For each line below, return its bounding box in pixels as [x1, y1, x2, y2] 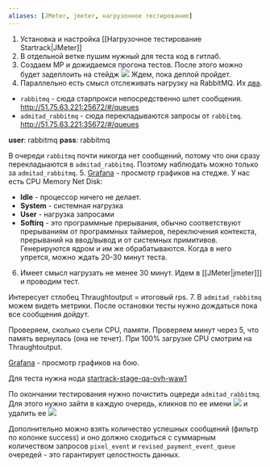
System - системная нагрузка [19, 200, 123, 210]
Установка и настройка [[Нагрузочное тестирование [19, 34, 202, 44]
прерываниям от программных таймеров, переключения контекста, [19, 226, 257, 236]
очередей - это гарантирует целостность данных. [8, 449, 181, 459]
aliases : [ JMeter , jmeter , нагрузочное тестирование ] [8, 11, 193, 20]
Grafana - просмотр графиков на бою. [8, 357, 139, 368]
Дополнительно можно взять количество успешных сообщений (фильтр [8, 423, 259, 433]
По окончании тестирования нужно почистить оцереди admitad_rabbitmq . [8, 389, 262, 398]
